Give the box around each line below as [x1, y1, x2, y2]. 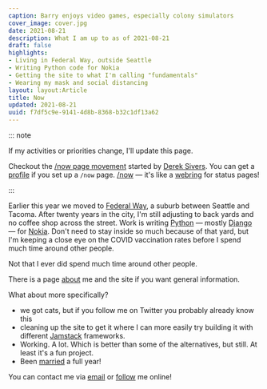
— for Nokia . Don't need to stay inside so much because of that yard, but [8, 227, 249, 236]
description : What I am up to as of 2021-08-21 [8, 34, 170, 42]
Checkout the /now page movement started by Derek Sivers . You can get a [8, 162, 255, 170]
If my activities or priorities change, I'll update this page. [8, 146, 193, 155]
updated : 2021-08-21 [8, 101, 78, 109]
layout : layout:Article [8, 86, 88, 94]
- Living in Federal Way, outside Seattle [8, 57, 152, 65]
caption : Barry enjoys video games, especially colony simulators [8, 11, 234, 20]
